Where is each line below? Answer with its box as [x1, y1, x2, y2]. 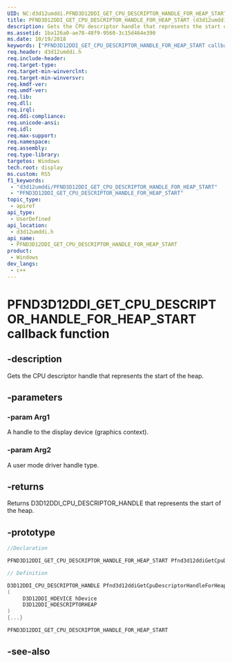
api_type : [7, 209, 36, 216]
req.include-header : [7, 55, 67, 62]
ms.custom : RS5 [7, 171, 51, 177]
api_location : [7, 222, 48, 228]
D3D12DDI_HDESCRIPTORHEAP [22, 601, 97, 608]
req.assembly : [7, 145, 48, 152]
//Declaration [7, 545, 48, 552]
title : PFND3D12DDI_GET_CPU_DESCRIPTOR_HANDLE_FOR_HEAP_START [7, 17, 190, 23]
